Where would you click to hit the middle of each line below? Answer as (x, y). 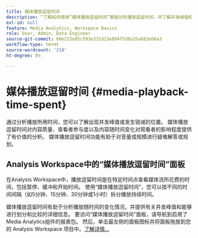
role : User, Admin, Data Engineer (49, 34)
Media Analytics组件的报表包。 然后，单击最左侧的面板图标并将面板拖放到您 (99, 221)
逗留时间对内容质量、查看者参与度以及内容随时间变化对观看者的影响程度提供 (99, 129)
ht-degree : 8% (24, 56)
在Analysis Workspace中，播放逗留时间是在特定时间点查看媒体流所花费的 (95, 180)
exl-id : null (22, 22)
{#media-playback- (140, 92)
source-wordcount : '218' (37, 50)
